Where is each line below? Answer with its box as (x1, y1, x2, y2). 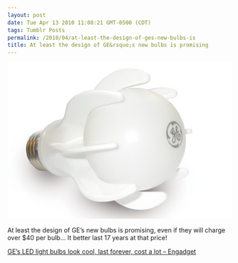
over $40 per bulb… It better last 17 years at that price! (7, 234, 167, 242)
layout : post (7, 11, 46, 19)
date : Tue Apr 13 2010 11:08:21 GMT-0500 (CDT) (7, 19, 152, 26)
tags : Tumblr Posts (7, 26, 66, 33)
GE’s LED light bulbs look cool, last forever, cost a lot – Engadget (7, 247, 197, 256)
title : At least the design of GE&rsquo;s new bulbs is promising (7, 41, 209, 49)
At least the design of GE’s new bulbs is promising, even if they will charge (7, 226, 226, 234)
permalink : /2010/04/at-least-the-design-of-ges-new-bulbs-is (7, 34, 196, 41)
